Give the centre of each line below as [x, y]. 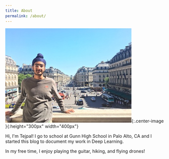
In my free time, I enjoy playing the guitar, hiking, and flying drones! [75, 151]
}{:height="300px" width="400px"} [42, 126]
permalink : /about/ [26, 16]
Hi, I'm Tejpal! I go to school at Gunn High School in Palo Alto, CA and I [79, 136]
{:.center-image [148, 121]
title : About [19, 11]
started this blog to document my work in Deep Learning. [65, 141]
